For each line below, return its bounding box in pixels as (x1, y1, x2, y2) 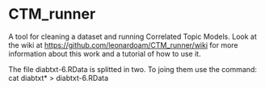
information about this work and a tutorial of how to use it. (8, 49, 201, 58)
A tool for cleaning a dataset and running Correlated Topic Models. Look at (8, 32, 257, 41)
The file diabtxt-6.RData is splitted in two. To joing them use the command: (8, 64, 257, 74)
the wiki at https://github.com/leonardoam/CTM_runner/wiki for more (8, 40, 238, 49)
